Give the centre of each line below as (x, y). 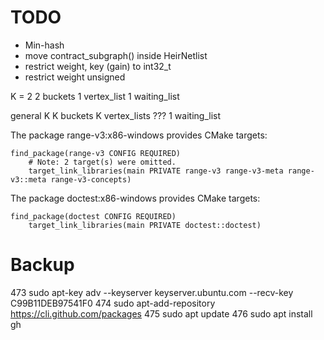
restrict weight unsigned (75, 77)
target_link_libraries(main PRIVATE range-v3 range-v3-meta (156, 171)
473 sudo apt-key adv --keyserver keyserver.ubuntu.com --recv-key (152, 292)
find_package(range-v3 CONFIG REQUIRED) (96, 153)
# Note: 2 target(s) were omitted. (102, 162)
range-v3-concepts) (91, 179)
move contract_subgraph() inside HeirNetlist (116, 55)
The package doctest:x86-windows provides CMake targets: (135, 198)
